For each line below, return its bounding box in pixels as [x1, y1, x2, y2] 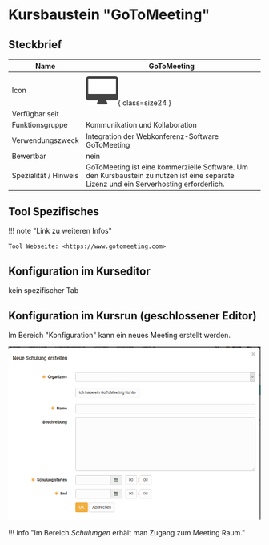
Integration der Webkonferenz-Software [86, 131, 219, 141]
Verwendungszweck [11, 136, 80, 145]
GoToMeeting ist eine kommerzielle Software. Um [86, 162, 248, 172]
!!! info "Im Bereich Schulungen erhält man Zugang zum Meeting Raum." [8, 527, 246, 537]
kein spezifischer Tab [8, 286, 79, 295]
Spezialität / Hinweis [11, 171, 79, 180]
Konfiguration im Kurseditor [8, 264, 151, 278]
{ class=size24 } [118, 98, 172, 108]
